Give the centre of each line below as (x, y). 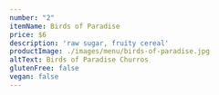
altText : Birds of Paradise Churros (79, 60)
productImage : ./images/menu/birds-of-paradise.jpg (109, 52)
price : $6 (28, 34)
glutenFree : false (44, 69)
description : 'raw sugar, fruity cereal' (89, 43)
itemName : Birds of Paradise (65, 26)
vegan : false (34, 77)
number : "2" (32, 18)
